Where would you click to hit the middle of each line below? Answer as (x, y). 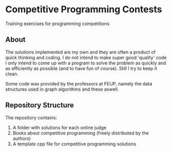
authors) (22, 138)
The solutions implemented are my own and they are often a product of (80, 52)
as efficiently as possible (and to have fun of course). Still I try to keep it (81, 68)
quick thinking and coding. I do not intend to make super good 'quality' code (86, 57)
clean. (12, 74)
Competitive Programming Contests (84, 9)
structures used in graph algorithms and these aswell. (62, 89)
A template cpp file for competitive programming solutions (74, 144)
